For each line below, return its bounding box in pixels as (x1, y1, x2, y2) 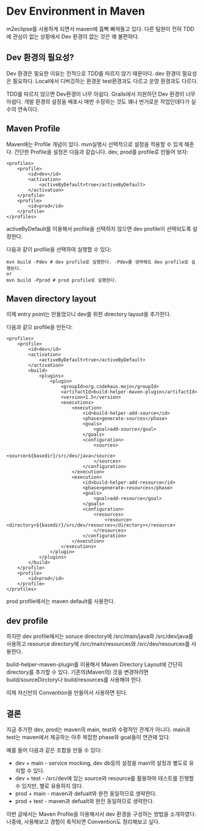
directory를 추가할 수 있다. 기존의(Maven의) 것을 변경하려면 (6, 668, 149, 676)
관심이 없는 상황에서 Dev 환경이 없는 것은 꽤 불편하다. (12, 32, 139, 40)
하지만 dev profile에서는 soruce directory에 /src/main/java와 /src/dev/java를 (6, 632, 194, 640)
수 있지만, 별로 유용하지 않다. (15, 782, 84, 790)
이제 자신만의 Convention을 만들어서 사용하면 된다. (6, 689, 128, 696)
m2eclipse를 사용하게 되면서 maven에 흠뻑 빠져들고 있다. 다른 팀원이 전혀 (6, 25, 182, 32)
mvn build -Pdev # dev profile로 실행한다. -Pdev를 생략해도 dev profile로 (6, 259, 189, 265)
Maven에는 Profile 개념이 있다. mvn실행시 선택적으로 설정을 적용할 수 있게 (6, 140, 183, 147)
